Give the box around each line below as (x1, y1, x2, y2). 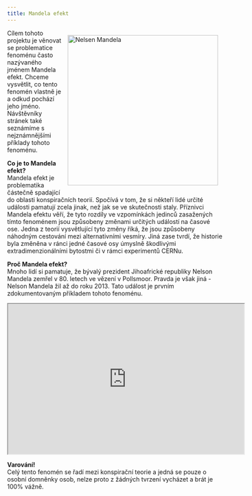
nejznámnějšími (7, 131, 51, 139)
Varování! (7, 460, 36, 469)
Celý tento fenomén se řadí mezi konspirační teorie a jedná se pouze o (7, 468, 207, 476)
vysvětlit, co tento (7, 80, 58, 88)
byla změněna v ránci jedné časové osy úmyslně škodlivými (7, 239, 176, 247)
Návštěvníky (7, 109, 43, 117)
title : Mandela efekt (7, 10, 69, 17)
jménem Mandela (7, 65, 56, 74)
